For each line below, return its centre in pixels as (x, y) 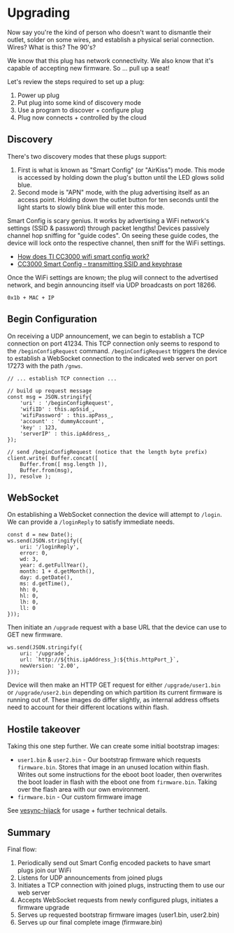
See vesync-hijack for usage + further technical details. (87, 811)
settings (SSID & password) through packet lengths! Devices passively (108, 228)
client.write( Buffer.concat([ (53, 458)
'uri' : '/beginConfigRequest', (67, 403)
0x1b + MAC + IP (31, 298)
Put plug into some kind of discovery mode (79, 102)
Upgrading (39, 13)
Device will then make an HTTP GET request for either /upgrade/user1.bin (114, 685)
